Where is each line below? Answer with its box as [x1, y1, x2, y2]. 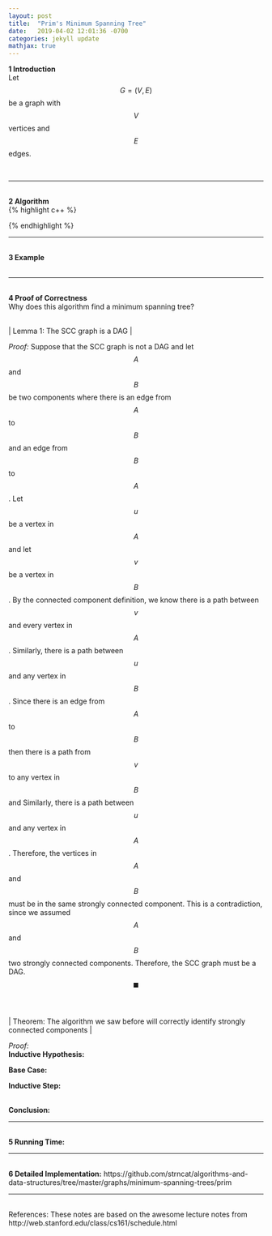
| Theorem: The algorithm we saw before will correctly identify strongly [8, 1016, 245, 1026]
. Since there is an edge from [8, 696, 105, 706]
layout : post [8, 11, 53, 20]
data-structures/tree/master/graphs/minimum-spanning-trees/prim [8, 1178, 232, 1187]
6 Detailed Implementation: [8, 1169, 102, 1179]
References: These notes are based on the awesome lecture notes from [8, 1209, 249, 1220]
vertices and [8, 123, 50, 134]
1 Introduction [8, 64, 57, 74]
